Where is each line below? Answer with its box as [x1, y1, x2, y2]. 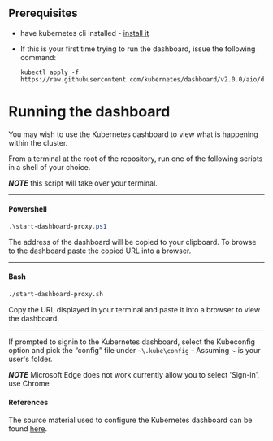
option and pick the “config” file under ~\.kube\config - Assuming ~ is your [8, 345, 261, 355]
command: [19, 52, 57, 62]
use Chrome [8, 378, 50, 388]
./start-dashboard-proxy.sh [8, 290, 104, 299]
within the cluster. [8, 138, 68, 147]
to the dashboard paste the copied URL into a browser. [8, 246, 192, 255]
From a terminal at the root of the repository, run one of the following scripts [8, 154, 263, 164]
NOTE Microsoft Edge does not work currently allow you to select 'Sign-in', [8, 369, 260, 379]
